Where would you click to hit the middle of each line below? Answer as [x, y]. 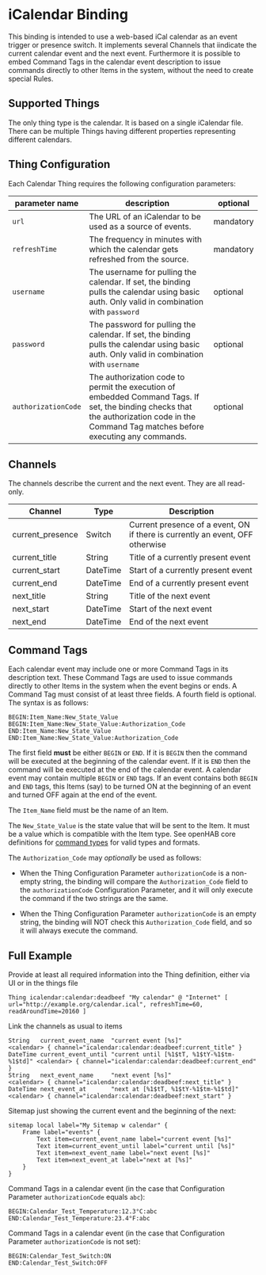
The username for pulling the [142, 272]
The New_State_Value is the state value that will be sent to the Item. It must [129, 826]
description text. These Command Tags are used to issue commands [121, 678]
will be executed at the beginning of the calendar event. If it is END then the [129, 762]
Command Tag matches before [146, 426]
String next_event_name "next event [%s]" [90, 1075]
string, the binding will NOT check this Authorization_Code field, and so [136, 922]
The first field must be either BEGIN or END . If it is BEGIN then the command [128, 753]
